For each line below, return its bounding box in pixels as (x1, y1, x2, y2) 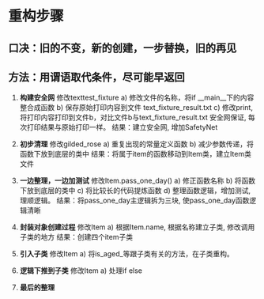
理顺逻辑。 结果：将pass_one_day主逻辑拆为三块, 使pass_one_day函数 (19, 195, 250, 206)
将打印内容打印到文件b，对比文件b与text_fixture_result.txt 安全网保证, (19, 112, 247, 123)
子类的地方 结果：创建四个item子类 (19, 233, 133, 242)
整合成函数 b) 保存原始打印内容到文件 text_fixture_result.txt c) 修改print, (19, 103, 253, 112)
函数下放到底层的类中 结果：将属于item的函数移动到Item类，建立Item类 (19, 149, 251, 159)
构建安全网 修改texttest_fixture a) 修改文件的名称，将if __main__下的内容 (19, 93, 255, 103)
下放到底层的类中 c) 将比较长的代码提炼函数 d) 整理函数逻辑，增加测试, (19, 186, 251, 195)
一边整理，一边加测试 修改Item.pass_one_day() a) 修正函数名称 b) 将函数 (19, 176, 256, 186)
